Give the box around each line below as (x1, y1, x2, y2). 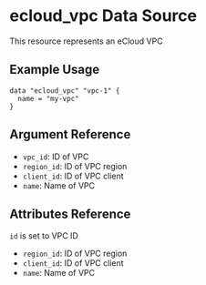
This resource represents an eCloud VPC (9, 36, 163, 46)
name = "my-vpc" (17, 94, 79, 103)
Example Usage (9, 62, 100, 77)
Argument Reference (9, 127, 131, 142)
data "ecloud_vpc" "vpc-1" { (9, 86, 120, 96)
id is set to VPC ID (9, 230, 79, 241)
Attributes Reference (9, 206, 131, 221)
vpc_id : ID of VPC (22, 151, 89, 162)
